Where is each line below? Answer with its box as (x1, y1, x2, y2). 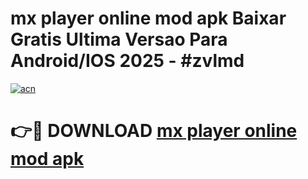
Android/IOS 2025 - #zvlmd (10, 50, 245, 72)
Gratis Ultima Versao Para (10, 28, 228, 51)
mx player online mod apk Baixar (10, 7, 287, 30)
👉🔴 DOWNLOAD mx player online (10, 120, 298, 142)
